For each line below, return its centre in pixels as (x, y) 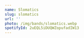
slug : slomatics (22, 14)
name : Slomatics (22, 10)
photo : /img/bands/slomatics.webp (41, 23)
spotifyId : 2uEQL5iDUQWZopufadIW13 (42, 28)
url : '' (13, 19)
